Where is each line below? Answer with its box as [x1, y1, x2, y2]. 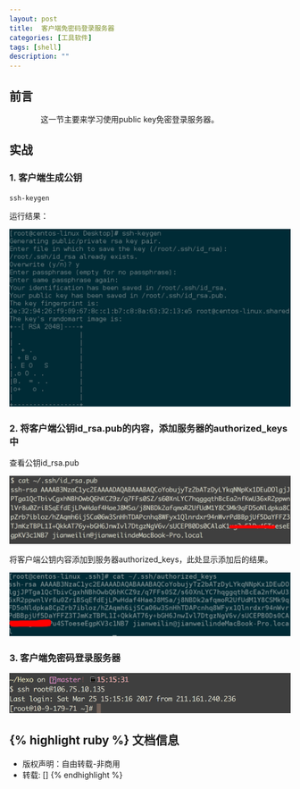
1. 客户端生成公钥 [9, 172, 83, 184]
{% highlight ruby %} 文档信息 [9, 733, 179, 748]
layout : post [9, 14, 58, 23]
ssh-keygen [9, 193, 50, 203]
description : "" [9, 52, 70, 62]
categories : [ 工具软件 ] [9, 33, 92, 42]
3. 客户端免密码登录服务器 [9, 651, 121, 664]
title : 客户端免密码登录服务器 [9, 23, 115, 33]
